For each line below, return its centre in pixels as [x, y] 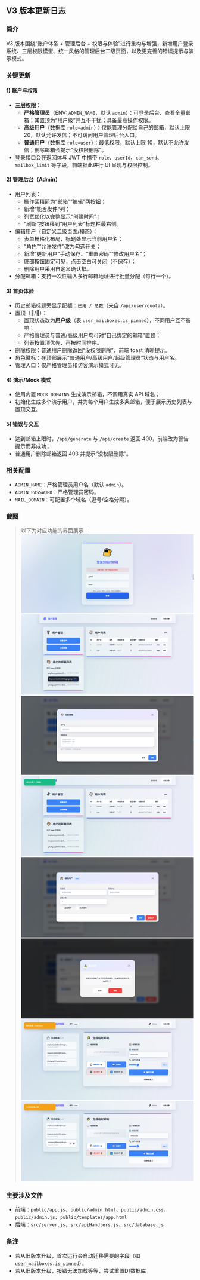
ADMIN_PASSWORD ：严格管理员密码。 [57, 492]
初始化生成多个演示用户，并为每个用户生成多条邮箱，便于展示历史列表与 [103, 402]
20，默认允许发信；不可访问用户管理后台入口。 [82, 135]
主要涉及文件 [25, 1195]
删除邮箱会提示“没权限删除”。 [71, 150]
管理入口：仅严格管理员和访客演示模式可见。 [70, 365]
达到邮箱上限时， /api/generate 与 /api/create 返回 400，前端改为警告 [102, 439]
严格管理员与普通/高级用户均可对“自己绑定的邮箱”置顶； [92, 335]
